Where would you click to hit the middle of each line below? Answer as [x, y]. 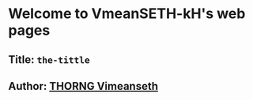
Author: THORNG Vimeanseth [83, 86]
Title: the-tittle [49, 59]
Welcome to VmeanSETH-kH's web [127, 14]
